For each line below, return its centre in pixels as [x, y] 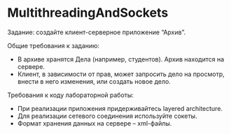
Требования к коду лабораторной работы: [71, 95]
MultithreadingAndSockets [88, 13]
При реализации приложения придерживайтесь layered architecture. [120, 108]
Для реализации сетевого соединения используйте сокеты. [107, 116]
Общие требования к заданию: [54, 45]
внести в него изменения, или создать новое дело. [94, 81]
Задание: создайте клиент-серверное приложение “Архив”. [97, 32]
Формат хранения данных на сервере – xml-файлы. [94, 123]
